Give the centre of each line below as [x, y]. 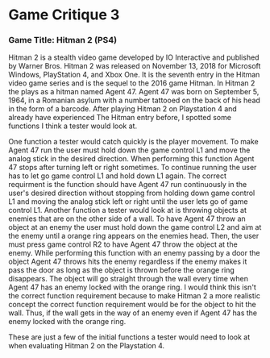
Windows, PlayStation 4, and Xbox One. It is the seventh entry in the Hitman [134, 75]
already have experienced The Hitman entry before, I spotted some [120, 118]
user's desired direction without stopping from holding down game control [132, 193]
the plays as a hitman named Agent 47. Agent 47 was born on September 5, [134, 92]
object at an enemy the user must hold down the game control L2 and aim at [135, 227]
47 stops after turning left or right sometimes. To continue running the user [133, 168]
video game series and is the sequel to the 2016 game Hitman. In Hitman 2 [132, 83]
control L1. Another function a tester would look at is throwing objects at [128, 210]
